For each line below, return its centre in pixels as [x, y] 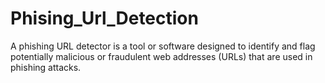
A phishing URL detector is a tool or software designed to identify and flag [163, 46]
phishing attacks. [46, 67]
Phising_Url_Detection [104, 18]
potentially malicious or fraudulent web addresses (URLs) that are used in [161, 56]
